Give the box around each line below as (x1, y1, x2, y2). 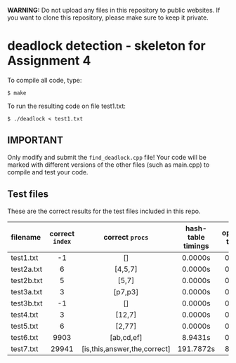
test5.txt (11, 321, 39, 331)
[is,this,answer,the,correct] (81, 343, 171, 353)
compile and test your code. (7, 167, 88, 176)
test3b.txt (11, 298, 44, 308)
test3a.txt (11, 287, 43, 296)
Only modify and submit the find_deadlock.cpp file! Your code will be (7, 153, 207, 161)
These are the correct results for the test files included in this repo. (7, 207, 202, 215)
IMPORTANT (7, 135, 63, 146)
